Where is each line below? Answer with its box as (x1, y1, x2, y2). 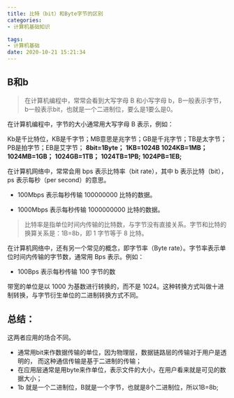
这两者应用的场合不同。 (7, 333, 75, 341)
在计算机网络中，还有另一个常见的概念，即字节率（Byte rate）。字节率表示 (7, 244, 220, 252)
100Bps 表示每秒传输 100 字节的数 (17, 267, 116, 276)
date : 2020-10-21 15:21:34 (7, 49, 86, 56)
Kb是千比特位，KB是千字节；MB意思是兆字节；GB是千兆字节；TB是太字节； (7, 134, 227, 143)
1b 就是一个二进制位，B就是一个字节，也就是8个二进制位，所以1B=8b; (17, 383, 219, 391)
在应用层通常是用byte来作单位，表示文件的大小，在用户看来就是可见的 (17, 365, 220, 374)
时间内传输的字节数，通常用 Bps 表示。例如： (13, 252, 145, 260)
